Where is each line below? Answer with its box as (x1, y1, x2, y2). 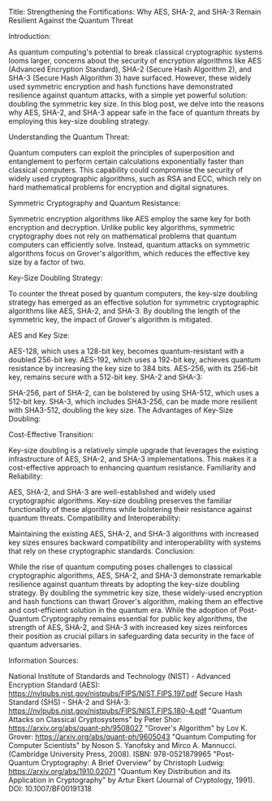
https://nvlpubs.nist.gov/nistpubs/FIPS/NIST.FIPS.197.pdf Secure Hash (8, 689, 243, 698)
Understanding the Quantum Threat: (8, 132, 130, 142)
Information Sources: (8, 655, 79, 665)
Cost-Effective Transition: (8, 430, 94, 439)
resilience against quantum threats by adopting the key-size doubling (8, 580, 240, 589)
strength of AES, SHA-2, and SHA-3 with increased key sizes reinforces (8, 623, 248, 632)
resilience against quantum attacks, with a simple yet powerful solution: (8, 90, 248, 100)
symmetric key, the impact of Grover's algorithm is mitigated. (8, 315, 213, 324)
